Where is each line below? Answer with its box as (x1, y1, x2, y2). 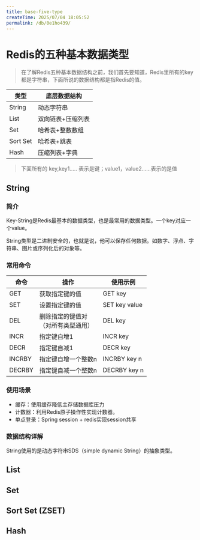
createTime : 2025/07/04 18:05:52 (6, 14, 90, 20)
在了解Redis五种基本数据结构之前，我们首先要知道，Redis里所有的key (20, 68, 193, 76)
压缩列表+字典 (38, 148, 78, 157)
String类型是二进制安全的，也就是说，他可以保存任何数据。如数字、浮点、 (6, 237, 189, 244)
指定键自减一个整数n (39, 366, 97, 375)
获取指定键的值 (39, 290, 82, 298)
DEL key (102, 317, 126, 325)
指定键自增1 (39, 333, 74, 341)
